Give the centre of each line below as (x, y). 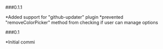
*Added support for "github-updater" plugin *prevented (64, 17)
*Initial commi (20, 42)
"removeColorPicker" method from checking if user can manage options (82, 22)
